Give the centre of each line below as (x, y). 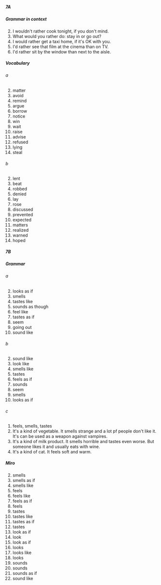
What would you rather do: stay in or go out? (57, 36)
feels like (21, 496)
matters (20, 225)
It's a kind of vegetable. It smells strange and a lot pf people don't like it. (84, 431)
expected (22, 220)
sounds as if (25, 573)
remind (20, 101)
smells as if (24, 481)
